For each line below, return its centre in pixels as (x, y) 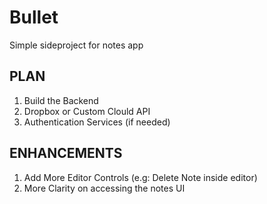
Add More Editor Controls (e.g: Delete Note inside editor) (140, 177)
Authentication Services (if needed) (97, 122)
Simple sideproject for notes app (76, 45)
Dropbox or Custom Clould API (87, 111)
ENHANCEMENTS (66, 153)
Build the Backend (61, 100)
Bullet (34, 17)
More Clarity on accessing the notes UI (104, 188)
